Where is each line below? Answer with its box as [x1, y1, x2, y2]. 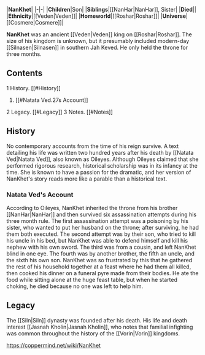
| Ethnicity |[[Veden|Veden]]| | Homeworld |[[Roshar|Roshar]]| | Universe [6, 12, 186, 20]
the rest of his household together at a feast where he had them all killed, [6, 263, 191, 270]
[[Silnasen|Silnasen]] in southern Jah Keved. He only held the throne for [6, 44, 188, 51]
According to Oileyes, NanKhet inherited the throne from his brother [6, 204, 178, 211]
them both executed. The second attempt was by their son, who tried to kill [6, 230, 196, 238]
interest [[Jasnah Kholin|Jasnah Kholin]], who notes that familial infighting [6, 323, 193, 330]
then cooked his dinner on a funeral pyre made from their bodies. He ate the [6, 269, 199, 276]
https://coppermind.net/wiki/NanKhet [6, 341, 101, 349]
